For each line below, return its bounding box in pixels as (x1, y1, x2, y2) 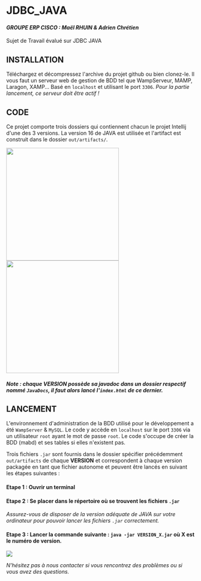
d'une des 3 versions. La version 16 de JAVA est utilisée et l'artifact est (6, 130, 181, 137)
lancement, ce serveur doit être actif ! (6, 90, 100, 97)
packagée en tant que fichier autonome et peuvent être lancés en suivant (6, 463, 188, 470)
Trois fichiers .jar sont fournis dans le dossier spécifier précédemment (6, 451, 183, 458)
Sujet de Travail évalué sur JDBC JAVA (6, 37, 102, 44)
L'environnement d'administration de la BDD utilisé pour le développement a (6, 420, 194, 427)
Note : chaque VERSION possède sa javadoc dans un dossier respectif (6, 380, 186, 388)
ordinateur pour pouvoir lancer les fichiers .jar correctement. (6, 517, 160, 525)
